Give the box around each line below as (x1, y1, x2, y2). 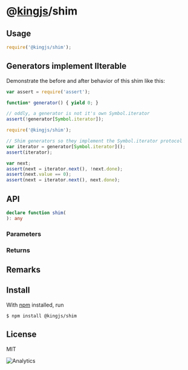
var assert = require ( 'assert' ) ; (6, 89, 91, 95)
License (6, 329, 37, 340)
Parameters (6, 230, 41, 238)
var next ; (6, 160, 31, 166)
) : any (6, 215, 23, 221)
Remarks (6, 264, 41, 274)
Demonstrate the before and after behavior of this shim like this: (6, 77, 165, 84)
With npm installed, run (6, 301, 64, 308)
